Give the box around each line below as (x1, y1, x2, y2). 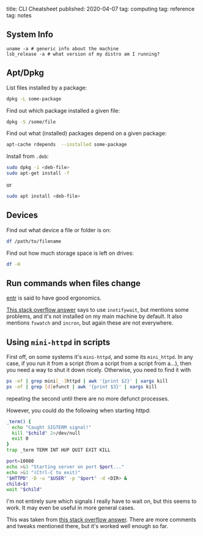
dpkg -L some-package (6, 96, 62, 102)
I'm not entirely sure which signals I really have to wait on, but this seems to (6, 497, 197, 505)
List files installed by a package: (6, 84, 87, 91)
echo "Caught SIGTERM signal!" (12, 424, 92, 431)
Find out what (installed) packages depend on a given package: (6, 130, 167, 137)
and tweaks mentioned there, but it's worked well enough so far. (6, 523, 168, 530)
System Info (6, 29, 54, 40)
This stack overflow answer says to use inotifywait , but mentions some (6, 306, 189, 314)
